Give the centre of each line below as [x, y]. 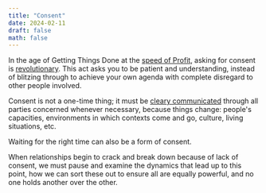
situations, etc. [33, 126]
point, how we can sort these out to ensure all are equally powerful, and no [131, 174]
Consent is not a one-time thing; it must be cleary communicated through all [133, 101]
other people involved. [45, 86]
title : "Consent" [37, 15]
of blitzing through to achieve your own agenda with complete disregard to [131, 77]
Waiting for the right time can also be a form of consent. [100, 142]
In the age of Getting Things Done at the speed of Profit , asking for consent [132, 60]
